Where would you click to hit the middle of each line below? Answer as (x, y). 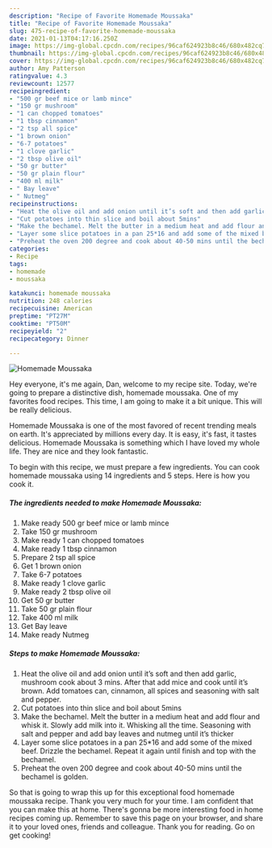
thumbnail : (27, 53)
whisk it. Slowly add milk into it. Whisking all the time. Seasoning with (136, 725)
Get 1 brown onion (51, 566)
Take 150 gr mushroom (59, 532)
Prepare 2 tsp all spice (58, 558)
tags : (18, 264)
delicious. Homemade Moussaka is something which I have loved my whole (135, 443)
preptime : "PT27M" (40, 316)
